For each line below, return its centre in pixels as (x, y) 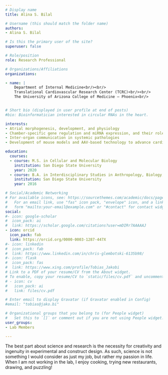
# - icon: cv (19, 281)
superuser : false (23, 46)
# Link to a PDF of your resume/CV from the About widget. (68, 272)
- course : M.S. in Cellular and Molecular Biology (63, 160)
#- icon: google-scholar (31, 216)
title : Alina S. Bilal (29, 14)
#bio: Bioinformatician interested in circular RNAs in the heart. (77, 115)
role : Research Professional (35, 60)
